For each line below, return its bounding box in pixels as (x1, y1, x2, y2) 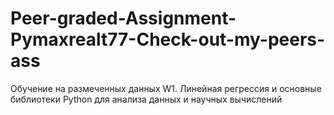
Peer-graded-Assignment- (10, 7, 237, 30)
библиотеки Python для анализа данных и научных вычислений (10, 93, 283, 105)
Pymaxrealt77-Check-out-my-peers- (10, 28, 326, 51)
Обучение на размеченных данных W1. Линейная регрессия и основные (10, 82, 322, 94)
